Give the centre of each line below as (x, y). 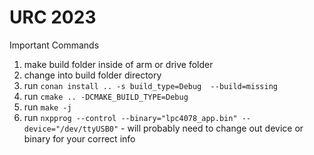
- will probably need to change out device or (212, 128)
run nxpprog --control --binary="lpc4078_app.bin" (130, 117)
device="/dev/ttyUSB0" (71, 129)
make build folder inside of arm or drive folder (118, 64)
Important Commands (54, 45)
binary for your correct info (79, 138)
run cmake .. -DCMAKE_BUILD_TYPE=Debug (106, 96)
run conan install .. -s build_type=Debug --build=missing (150, 85)
